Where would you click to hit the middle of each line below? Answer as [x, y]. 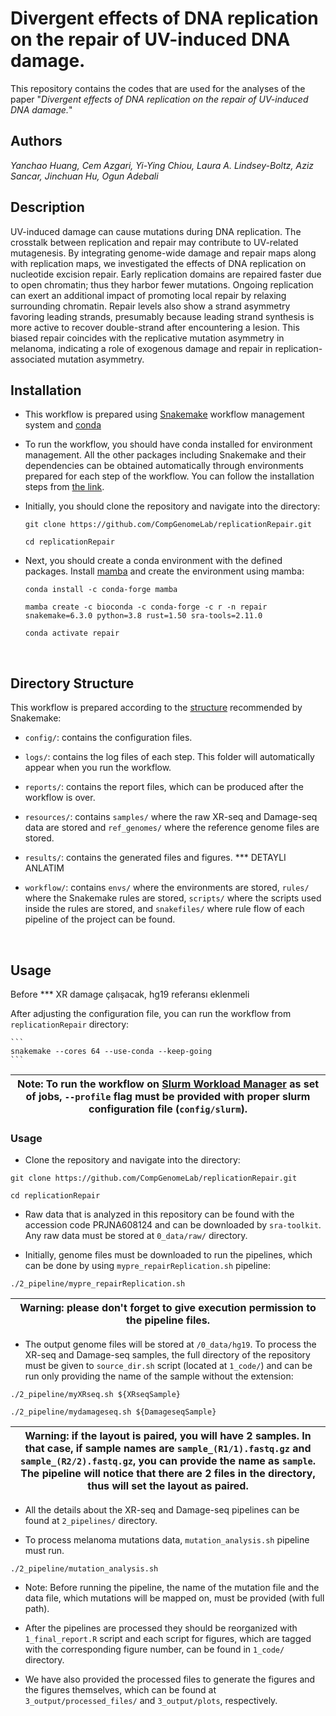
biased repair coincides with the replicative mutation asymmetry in [147, 338]
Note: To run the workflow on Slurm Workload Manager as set [168, 1084]
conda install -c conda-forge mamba [101, 590]
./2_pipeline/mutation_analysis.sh [84, 1569]
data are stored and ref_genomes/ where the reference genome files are [172, 828]
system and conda [63, 425]
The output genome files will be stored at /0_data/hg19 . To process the [170, 1344]
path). [37, 1609]
